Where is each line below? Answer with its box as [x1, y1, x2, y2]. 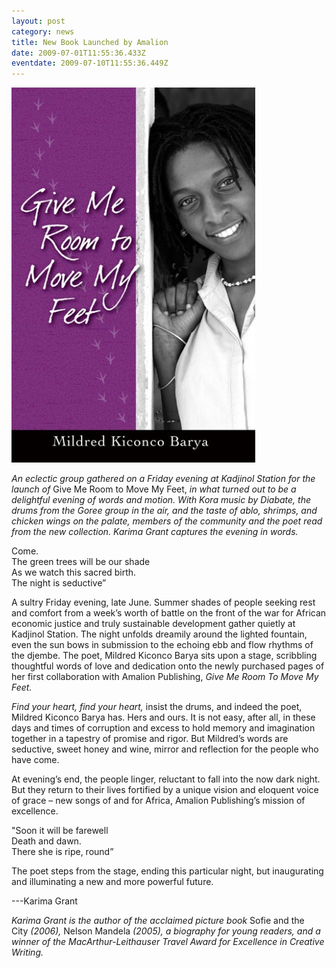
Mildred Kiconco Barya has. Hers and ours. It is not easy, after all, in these [11, 711, 316, 724]
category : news [11, 26, 75, 37]
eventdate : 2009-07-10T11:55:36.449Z [11, 58, 169, 69]
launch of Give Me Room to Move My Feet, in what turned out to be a [11, 483, 297, 495]
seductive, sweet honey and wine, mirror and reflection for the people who [11, 743, 319, 755]
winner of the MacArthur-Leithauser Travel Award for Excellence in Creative [11, 936, 325, 948]
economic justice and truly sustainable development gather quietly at [11, 618, 296, 630]
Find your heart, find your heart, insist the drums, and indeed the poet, [11, 701, 303, 713]
